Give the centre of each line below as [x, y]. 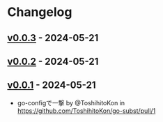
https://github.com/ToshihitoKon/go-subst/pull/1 [86, 110]
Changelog [40, 12]
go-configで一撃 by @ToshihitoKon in [71, 102]
